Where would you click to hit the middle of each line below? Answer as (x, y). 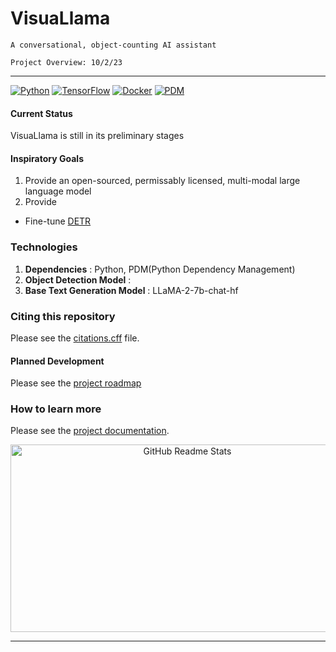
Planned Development (57, 361)
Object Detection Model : (78, 279)
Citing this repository (63, 316)
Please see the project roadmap (76, 383)
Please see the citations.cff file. (75, 338)
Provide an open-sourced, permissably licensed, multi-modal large (162, 181)
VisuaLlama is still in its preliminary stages (97, 136)
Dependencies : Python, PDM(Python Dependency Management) (160, 269)
